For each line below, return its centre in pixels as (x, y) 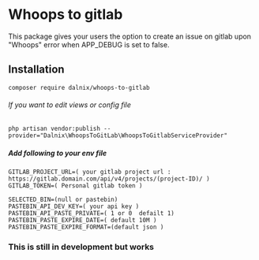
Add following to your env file (58, 153)
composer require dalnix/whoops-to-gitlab (79, 87)
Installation (36, 70)
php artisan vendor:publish (54, 128)
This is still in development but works (81, 247)
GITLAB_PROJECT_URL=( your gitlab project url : (90, 172)
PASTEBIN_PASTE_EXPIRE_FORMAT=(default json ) (86, 227)
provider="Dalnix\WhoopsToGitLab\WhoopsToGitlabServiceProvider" (118, 136)
